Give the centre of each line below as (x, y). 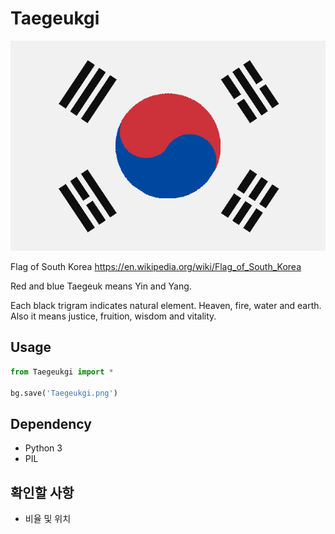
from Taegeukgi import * (62, 372)
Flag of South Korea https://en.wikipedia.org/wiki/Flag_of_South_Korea (156, 266)
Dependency (51, 423)
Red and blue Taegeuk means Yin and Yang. (101, 286)
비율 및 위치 (48, 518)
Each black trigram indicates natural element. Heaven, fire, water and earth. (166, 305)
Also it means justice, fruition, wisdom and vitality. (113, 316)
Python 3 (43, 448)
